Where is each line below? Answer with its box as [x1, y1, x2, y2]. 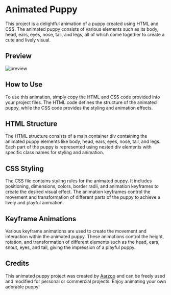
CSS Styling [5, 164, 44, 173]
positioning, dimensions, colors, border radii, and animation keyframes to [5, 183, 159, 189]
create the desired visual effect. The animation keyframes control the [5, 188, 151, 195]
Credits [5, 259, 30, 268]
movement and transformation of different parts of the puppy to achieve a [5, 194, 161, 200]
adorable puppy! [5, 283, 40, 290]
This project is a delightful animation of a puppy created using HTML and [5, 20, 159, 27]
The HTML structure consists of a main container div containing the [5, 133, 148, 139]
